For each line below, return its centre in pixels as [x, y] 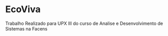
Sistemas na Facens [26, 28]
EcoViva [23, 9]
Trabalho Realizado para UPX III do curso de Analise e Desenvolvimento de [84, 23]
